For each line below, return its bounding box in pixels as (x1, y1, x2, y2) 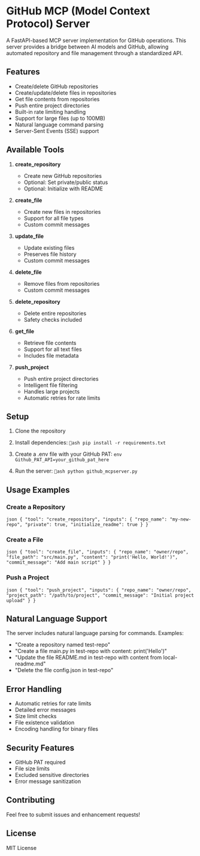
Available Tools (6, 145, 65, 155)
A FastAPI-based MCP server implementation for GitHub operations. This (6, 37, 187, 44)
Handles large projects (23, 388, 80, 395)
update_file (14, 232, 44, 240)
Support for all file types (23, 214, 84, 222)
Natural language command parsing (14, 121, 104, 128)
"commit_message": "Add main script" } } (6, 559, 111, 565)
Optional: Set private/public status (23, 179, 108, 186)
